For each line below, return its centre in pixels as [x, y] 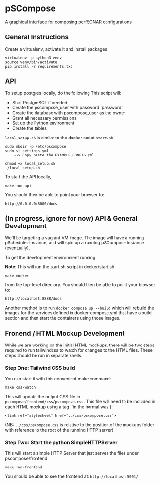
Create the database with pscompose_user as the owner [69, 113]
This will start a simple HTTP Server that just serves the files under [72, 453]
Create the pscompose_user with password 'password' [67, 107]
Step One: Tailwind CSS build [40, 368]
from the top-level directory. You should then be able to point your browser [80, 285]
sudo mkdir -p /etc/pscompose [36, 146]
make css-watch [20, 388]
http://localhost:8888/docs [34, 299]
